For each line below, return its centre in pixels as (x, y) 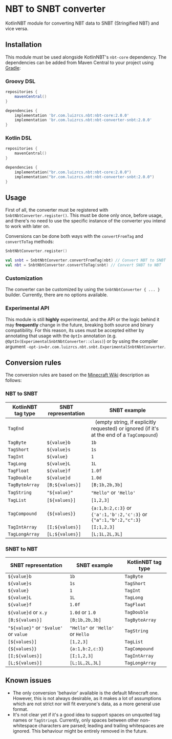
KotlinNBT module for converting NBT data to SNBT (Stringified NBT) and (82, 23)
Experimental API (27, 308)
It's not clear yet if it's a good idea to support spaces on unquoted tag (86, 714)
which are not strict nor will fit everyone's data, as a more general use (86, 704)
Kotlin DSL (18, 138)
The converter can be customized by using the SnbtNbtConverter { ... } (83, 290)
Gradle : (13, 68)
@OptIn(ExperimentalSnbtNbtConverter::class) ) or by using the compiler (82, 341)
